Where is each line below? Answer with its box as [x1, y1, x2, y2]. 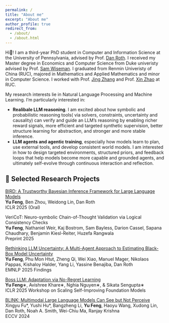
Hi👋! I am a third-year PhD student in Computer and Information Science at [5, 49, 160, 56]
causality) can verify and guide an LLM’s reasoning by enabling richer [12, 117, 158, 123]
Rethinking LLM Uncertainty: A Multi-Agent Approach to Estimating [5, 245, 145, 251]
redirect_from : [5, 26, 37, 31]
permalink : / [5, 7, 33, 13]
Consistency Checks [5, 219, 48, 225]
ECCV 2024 [5, 313, 30, 319]
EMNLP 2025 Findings [5, 266, 52, 273]
